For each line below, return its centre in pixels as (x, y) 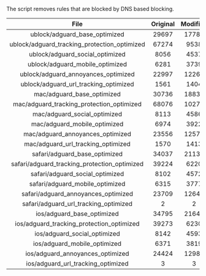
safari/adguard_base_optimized (77, 154)
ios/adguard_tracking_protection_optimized (77, 224)
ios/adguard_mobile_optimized (77, 243)
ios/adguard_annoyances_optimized (78, 254)
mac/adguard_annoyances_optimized (78, 134)
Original (163, 24)
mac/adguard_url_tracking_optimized (77, 144)
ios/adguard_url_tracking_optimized (77, 263)
